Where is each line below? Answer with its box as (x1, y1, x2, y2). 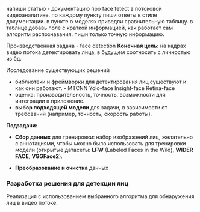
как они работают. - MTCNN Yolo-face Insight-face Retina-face (14, 85, 175, 92)
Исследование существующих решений (6, 67, 110, 74)
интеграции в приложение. (14, 97, 85, 104)
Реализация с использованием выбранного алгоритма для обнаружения (6, 193, 195, 200)
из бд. (6, 55, 22, 62)
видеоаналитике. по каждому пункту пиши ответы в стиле (6, 11, 158, 19)
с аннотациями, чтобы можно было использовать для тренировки (14, 140, 186, 147)
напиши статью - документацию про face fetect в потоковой (6, 5, 163, 12)
